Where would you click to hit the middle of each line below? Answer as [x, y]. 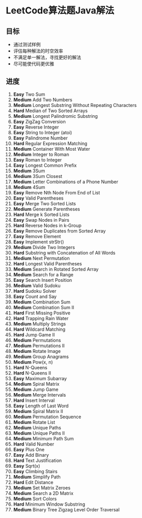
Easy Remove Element [37, 236]
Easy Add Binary [31, 455]
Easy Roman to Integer [38, 159]
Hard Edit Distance [33, 482]
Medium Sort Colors [35, 498]
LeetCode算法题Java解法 [60, 11]
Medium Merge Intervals [40, 395]
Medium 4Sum [29, 187]
